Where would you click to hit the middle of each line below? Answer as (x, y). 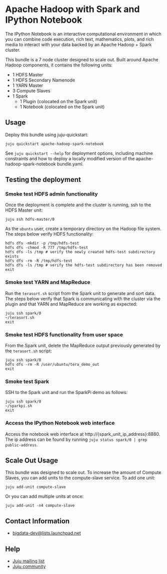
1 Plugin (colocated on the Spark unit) (58, 101)
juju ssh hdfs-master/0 (30, 220)
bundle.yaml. (70, 164)
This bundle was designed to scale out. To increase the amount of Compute (83, 472)
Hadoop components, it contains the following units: (59, 65)
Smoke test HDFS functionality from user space (64, 334)
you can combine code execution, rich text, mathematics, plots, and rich (79, 39)
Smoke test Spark (27, 381)
